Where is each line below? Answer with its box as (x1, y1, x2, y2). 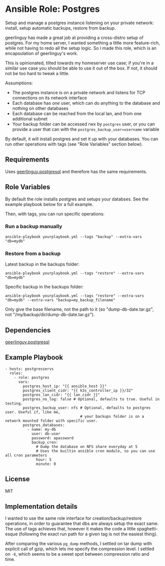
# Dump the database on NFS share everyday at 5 (36, 444, 138, 449)
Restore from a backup (5, 250, 61, 257)
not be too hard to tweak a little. (5, 70, 70, 76)
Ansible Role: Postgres (5, 3, 100, 15)
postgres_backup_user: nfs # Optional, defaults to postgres (23, 405, 151, 410)
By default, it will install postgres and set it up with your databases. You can (5, 136, 159, 142)
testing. (5, 401, 23, 406)
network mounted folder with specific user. (5, 418, 98, 423)
